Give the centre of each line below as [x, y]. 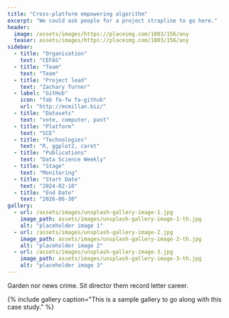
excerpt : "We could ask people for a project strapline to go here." [113, 21]
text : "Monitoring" [49, 173]
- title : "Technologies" [50, 139]
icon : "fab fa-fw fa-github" [63, 100]
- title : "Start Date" [47, 179]
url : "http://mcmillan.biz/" [63, 107]
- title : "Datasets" [44, 113]
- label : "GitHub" [41, 93]
